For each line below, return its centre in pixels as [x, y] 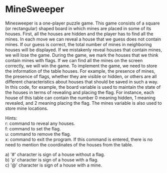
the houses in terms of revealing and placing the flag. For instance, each [80, 92]
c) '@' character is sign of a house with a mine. [54, 165]
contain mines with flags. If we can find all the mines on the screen [74, 60]
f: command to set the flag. [33, 128]
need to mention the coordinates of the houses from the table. [69, 144]
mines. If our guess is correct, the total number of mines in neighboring [78, 44]
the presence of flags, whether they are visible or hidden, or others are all [81, 76]
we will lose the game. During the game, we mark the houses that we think [82, 55]
